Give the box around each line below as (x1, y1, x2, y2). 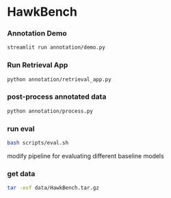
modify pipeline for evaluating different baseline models (7, 151, 164, 160)
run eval (7, 124, 35, 134)
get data (7, 169, 36, 178)
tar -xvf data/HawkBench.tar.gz (7, 184, 99, 192)
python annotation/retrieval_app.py (7, 76, 111, 83)
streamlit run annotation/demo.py (7, 44, 106, 51)
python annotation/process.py (7, 108, 94, 114)
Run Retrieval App (7, 60, 68, 70)
